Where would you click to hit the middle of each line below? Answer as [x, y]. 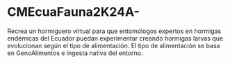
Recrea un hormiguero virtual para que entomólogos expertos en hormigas [114, 31]
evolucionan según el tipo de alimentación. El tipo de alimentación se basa [114, 45]
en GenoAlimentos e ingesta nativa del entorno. [75, 53]
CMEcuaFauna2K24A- [74, 12]
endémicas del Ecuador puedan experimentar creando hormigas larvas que [115, 38]
